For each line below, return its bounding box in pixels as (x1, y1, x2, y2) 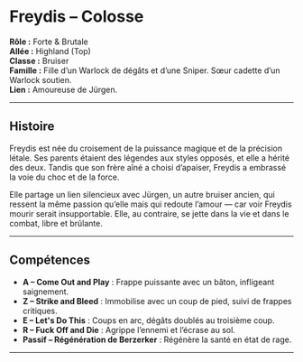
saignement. (22, 286, 69, 297)
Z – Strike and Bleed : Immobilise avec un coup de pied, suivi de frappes (22, 295, 292, 306)
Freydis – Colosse (9, 6, 144, 27)
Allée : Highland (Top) (9, 45, 92, 56)
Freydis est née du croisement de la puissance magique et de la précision (9, 143, 282, 153)
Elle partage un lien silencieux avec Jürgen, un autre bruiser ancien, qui (9, 189, 275, 200)
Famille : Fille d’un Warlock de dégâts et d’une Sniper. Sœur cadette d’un (9, 65, 280, 76)
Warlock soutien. (9, 74, 72, 85)
